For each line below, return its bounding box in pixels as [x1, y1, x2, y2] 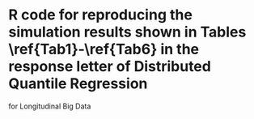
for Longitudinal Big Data [8, 101, 91, 111]
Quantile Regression [8, 74, 148, 93]
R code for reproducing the [8, 6, 193, 24]
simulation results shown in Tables [8, 23, 247, 41]
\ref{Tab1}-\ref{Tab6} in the [8, 40, 200, 58]
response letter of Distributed [8, 57, 212, 76]
